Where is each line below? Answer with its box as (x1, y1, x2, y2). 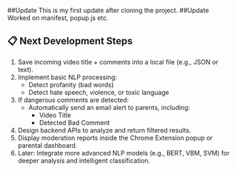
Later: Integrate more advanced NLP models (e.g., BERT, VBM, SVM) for (17, 148, 230, 157)
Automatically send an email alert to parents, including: (28, 103, 191, 111)
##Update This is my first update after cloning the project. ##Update (7, 6, 209, 14)
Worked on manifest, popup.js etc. (7, 14, 109, 22)
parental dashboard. (17, 141, 78, 149)
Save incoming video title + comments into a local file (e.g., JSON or (17, 57, 219, 66)
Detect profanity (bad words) (28, 80, 114, 88)
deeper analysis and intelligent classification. (17, 156, 151, 165)
